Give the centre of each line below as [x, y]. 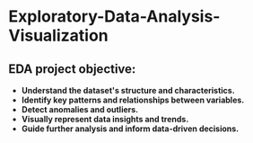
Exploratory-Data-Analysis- [114, 17]
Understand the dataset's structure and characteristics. [128, 90]
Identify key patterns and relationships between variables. [133, 100]
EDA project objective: [72, 69]
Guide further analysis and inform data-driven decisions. [130, 129]
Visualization [58, 36]
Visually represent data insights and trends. [105, 119]
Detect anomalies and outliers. [80, 109]
